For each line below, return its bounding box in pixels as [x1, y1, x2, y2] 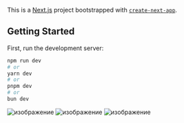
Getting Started [7, 25, 75, 37]
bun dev [7, 96, 30, 102]
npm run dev [7, 57, 41, 64]
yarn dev [7, 70, 32, 77]
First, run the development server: [7, 44, 104, 52]
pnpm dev [7, 82, 32, 90]
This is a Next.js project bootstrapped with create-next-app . [7, 6, 178, 14]
